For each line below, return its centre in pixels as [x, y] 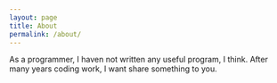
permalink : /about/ [45, 34]
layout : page [33, 17]
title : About [33, 26]
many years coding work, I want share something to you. [114, 69]
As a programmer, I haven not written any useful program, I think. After [139, 60]
